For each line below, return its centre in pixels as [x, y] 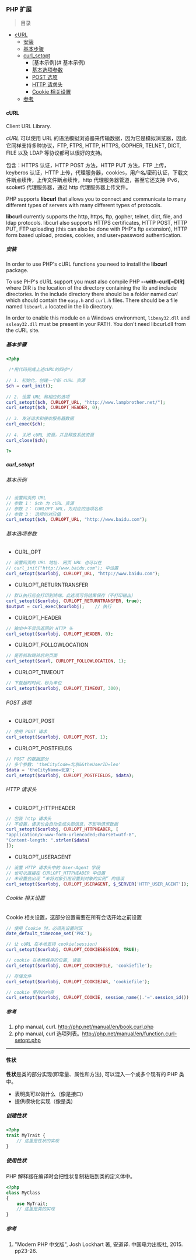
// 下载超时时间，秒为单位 [34, 683]
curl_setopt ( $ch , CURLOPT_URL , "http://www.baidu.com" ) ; [77, 520]
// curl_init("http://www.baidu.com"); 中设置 [62, 568]
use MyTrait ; [32, 1204]
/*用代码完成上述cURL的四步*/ [41, 370]
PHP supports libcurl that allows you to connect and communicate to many [96, 199]
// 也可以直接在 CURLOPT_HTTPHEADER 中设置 [56, 873]
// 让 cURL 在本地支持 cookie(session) [52, 944]
